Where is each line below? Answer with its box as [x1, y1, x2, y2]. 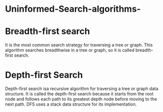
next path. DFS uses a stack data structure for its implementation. [5, 101, 137, 107]
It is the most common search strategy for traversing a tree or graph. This [5, 42, 153, 48]
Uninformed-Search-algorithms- [5, 3, 141, 15]
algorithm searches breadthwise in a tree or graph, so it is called [5, 47, 135, 53]
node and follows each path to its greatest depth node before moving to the [5, 96, 157, 102]
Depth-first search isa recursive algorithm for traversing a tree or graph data [5, 86, 159, 91]
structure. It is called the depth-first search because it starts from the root [5, 91, 154, 97]
